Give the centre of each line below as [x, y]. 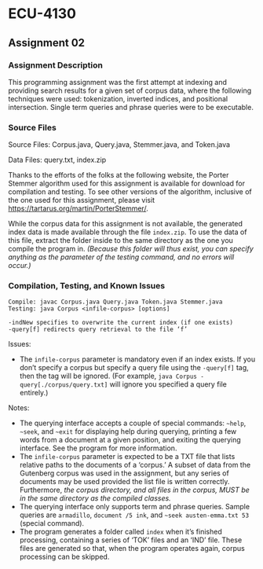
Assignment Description [56, 65]
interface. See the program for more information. [98, 448]
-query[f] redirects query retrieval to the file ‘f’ [98, 330]
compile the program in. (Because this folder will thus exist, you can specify [131, 249]
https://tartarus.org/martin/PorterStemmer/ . [79, 208]
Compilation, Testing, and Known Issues [87, 286]
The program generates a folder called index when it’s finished [121, 532]
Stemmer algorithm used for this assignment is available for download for [127, 184]
